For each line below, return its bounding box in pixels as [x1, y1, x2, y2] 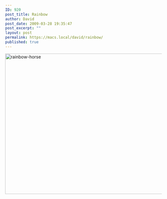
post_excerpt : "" [5, 26, 41, 31]
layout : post [5, 30, 32, 35]
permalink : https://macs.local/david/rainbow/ [5, 35, 103, 40]
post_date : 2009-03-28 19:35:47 [5, 21, 72, 26]
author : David [5, 16, 35, 21]
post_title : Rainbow [5, 12, 48, 17]
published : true [5, 40, 39, 45]
